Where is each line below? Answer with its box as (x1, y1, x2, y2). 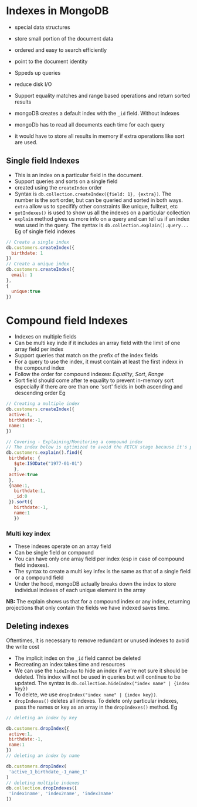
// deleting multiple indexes (6, 780, 80, 786)
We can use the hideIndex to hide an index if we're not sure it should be (14, 667, 188, 674)
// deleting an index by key (6, 715, 77, 720)
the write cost (6, 643, 40, 650)
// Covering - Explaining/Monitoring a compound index (6, 439, 143, 445)
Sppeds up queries (14, 69, 61, 76)
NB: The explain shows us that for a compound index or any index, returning (6, 597, 191, 605)
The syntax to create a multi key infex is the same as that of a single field (14, 567, 191, 574)
